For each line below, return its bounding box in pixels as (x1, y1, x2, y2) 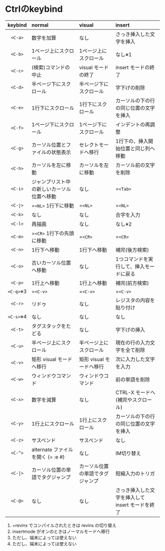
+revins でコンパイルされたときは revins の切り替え (12, 522, 117, 528)
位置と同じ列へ (120, 145, 155, 152)
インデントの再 (115, 121, 150, 128)
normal (31, 22, 49, 29)
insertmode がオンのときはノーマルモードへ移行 (12, 528, 110, 534)
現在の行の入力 (115, 339, 150, 346)
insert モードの (115, 64, 150, 71)
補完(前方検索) (115, 280, 149, 287)
